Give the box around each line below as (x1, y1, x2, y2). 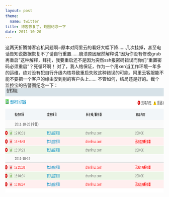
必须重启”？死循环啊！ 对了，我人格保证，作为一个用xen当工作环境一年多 (9, 63, 161, 70)
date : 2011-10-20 (5, 29, 42, 35)
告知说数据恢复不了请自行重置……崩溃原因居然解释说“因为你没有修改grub (9, 51, 161, 57)
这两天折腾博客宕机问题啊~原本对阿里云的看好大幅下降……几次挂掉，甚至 (5, 44, 157, 50)
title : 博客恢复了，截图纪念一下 (5, 24, 66, 29)
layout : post (5, 8, 33, 13)
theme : (5, 13, 19, 19)
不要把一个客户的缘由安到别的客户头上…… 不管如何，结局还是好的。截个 (9, 76, 160, 82)
